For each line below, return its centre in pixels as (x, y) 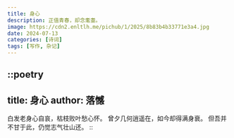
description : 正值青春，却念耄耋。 (54, 20)
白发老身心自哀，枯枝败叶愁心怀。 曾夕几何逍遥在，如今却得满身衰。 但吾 (114, 118)
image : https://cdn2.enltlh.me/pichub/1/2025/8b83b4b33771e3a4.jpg (109, 27)
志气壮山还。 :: (72, 127)
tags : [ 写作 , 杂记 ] (34, 46)
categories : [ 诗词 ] (35, 40)
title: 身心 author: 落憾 (56, 100)
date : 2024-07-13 (33, 33)
